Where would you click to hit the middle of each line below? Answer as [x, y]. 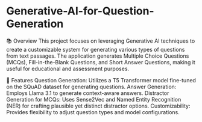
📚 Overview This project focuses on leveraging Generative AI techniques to [101, 41]
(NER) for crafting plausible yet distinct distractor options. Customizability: [98, 106]
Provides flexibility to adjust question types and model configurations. [93, 112]
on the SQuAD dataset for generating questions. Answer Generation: [91, 87]
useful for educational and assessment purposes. [68, 69]
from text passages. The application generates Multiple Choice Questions [98, 56]
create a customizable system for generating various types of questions [96, 49]
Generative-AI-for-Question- [80, 11]
